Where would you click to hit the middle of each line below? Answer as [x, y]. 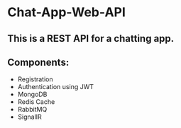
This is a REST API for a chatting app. [91, 39]
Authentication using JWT [56, 87]
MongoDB [32, 94]
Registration [35, 79]
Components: [38, 62]
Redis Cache [36, 102]
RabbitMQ [32, 110]
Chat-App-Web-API [67, 12]
